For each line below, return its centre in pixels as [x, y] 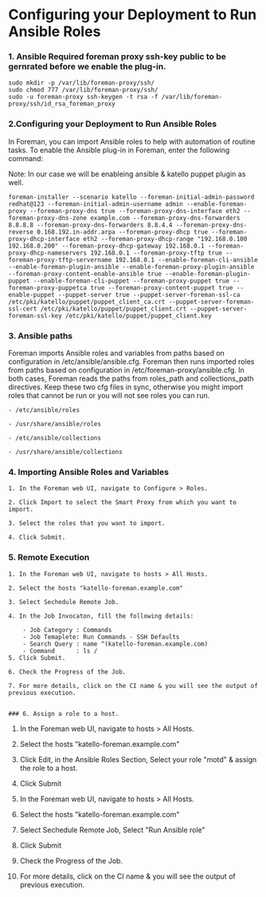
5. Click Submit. [37, 658]
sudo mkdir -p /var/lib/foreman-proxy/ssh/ [82, 83]
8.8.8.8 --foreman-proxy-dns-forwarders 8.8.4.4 [90, 225]
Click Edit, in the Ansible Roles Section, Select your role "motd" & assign [138, 759]
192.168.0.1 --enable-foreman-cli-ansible [187, 260]
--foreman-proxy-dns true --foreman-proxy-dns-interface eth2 [135, 211]
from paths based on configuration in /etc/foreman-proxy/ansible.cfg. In [126, 370]
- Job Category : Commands [67, 630]
